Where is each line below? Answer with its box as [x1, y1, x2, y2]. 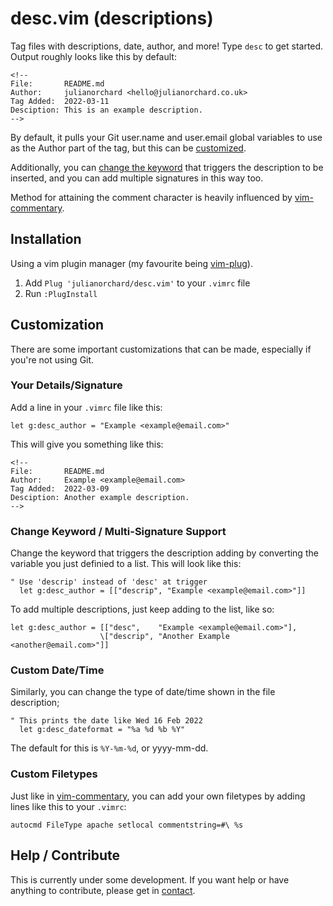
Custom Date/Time [10, 663, 105, 677]
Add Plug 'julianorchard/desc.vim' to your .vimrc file [24, 277, 251, 289]
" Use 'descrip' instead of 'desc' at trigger [10, 577, 208, 587]
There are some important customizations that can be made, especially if [10, 343, 312, 355]
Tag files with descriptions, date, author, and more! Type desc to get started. [10, 40, 324, 52]
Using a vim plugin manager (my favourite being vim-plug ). [10, 257, 253, 269]
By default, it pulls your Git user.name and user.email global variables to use [10, 131, 323, 143]
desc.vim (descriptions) [10, 7, 214, 30]
